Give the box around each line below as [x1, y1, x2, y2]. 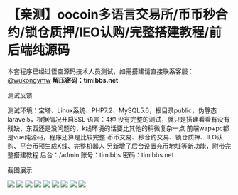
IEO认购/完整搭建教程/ [79, 24, 210, 41]
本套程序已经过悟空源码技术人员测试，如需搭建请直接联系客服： [7, 67, 194, 75]
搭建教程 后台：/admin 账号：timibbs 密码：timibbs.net [13, 150, 174, 159]
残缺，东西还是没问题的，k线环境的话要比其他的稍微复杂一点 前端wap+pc [7, 124, 224, 132]
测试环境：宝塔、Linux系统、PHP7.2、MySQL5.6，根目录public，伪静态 [7, 106, 217, 115]
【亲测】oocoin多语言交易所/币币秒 [7, 6, 215, 23]
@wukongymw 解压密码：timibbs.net [7, 75, 119, 84]
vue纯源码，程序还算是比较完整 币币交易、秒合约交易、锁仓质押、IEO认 [13, 132, 224, 141]
